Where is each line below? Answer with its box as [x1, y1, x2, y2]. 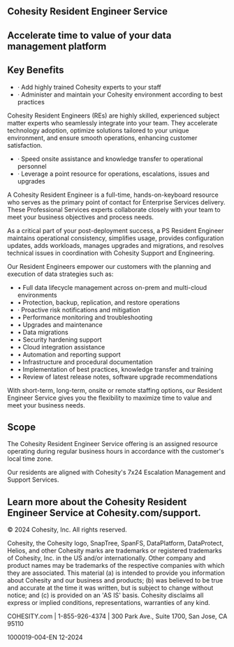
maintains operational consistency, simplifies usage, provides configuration [7, 234, 224, 242]
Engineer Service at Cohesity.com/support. [7, 507, 201, 519]
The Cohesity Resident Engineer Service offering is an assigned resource [7, 440, 219, 448]
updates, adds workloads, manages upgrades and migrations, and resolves [7, 241, 224, 249]
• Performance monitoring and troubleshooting [17, 313, 153, 321]
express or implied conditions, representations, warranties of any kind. [7, 599, 211, 607]
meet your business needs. [7, 401, 85, 409]
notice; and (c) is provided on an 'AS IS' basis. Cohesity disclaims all [7, 591, 204, 599]
